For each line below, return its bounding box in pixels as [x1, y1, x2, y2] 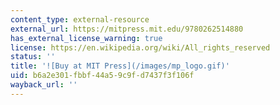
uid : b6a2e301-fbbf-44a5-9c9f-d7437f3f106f [10, 71, 195, 81]
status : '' [10, 52, 56, 62]
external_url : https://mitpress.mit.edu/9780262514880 [10, 24, 244, 34]
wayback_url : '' [10, 80, 78, 90]
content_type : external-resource [10, 14, 150, 25]
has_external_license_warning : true [10, 33, 163, 43]
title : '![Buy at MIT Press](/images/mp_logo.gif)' [10, 61, 230, 71]
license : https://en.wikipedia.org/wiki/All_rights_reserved [10, 42, 271, 53]
